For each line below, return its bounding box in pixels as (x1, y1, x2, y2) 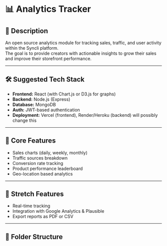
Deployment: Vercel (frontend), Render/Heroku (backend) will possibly (12, 112, 158, 118)
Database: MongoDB (12, 101, 56, 107)
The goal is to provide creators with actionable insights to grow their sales (5, 50, 157, 56)
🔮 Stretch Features (5, 190, 64, 198)
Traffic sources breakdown (12, 155, 68, 161)
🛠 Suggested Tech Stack (5, 75, 84, 84)
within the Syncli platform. (5, 45, 59, 51)
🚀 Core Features (5, 137, 56, 145)
